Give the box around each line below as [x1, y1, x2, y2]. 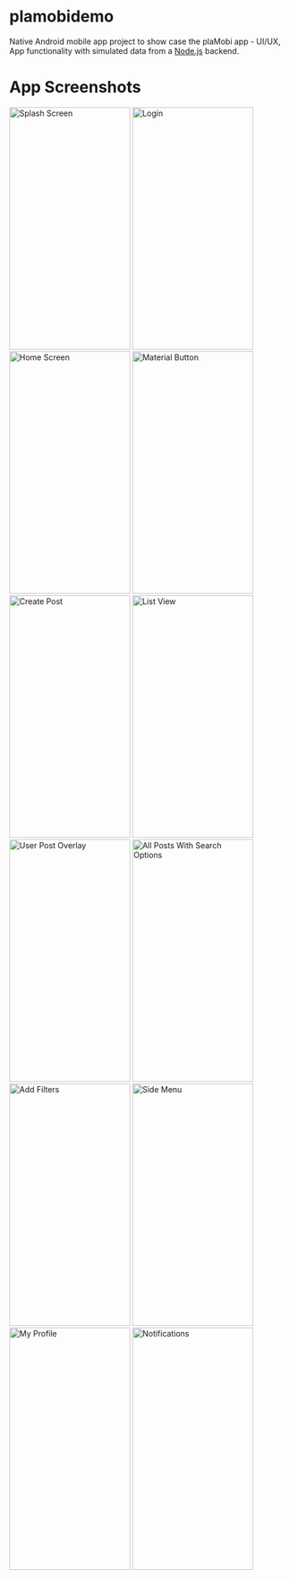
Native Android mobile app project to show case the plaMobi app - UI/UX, [9, 36, 281, 47]
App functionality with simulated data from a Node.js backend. [9, 45, 240, 56]
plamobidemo [9, 6, 115, 27]
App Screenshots [9, 77, 141, 98]
